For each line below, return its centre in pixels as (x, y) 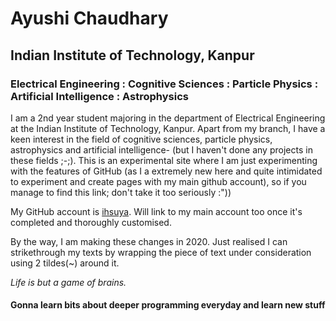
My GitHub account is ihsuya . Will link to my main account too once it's (156, 211)
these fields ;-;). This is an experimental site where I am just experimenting (164, 160)
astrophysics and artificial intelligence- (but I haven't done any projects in (161, 149)
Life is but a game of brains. (68, 282)
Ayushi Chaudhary (89, 18)
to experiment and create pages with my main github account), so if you (158, 181)
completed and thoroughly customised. (91, 222)
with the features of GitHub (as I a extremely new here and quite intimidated (166, 171)
